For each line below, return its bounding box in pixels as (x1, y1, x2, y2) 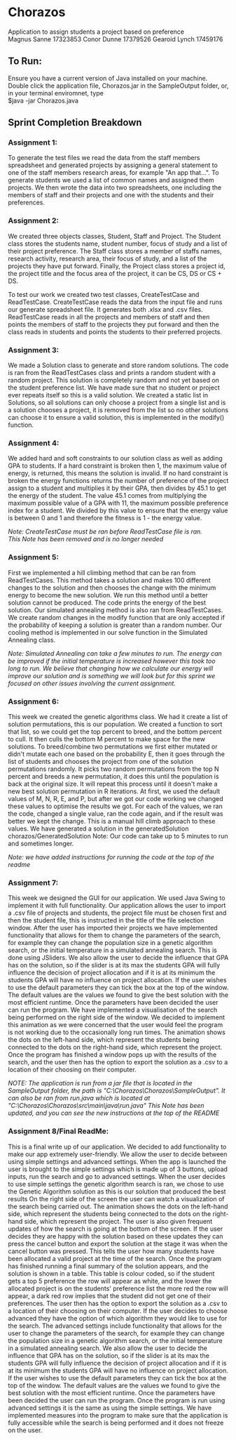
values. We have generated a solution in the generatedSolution (8, 824, 189, 833)
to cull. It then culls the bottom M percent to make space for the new (8, 734, 206, 743)
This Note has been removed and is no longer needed (8, 535, 164, 543)
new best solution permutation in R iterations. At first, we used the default (8, 787, 221, 795)
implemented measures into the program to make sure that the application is (8, 1411, 228, 1419)
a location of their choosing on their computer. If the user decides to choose (8, 1307, 228, 1315)
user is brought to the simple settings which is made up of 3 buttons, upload (8, 1165, 228, 1173)
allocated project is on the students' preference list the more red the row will (8, 1284, 228, 1293)
